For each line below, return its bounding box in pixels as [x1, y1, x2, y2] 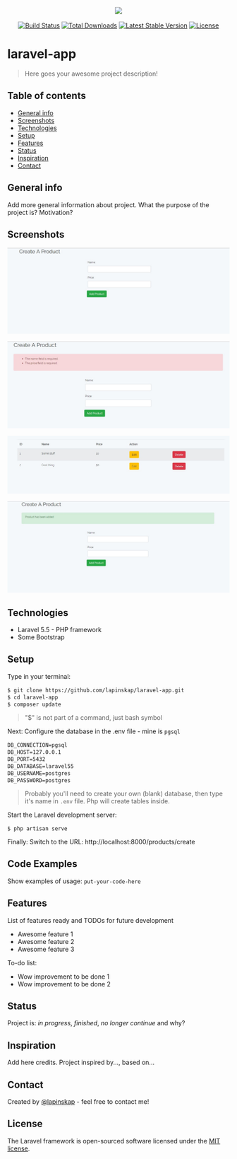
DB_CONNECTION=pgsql [7, 741, 68, 749]
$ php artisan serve [7, 825, 68, 832]
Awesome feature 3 [17, 945, 75, 953]
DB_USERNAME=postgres [7, 769, 71, 777]
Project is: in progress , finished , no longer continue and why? [7, 1019, 186, 1027]
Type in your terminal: [7, 672, 71, 680]
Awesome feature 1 [17, 930, 73, 938]
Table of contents [7, 90, 86, 102]
